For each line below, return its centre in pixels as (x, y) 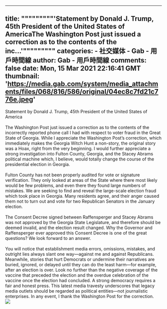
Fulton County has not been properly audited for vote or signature (73, 175)
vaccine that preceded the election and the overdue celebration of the (77, 275)
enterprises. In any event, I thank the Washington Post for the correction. (80, 296)
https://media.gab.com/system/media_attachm (83, 84)
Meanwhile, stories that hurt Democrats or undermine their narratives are (80, 259)
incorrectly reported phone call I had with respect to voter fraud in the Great (83, 133)
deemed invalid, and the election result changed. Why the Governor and (79, 228)
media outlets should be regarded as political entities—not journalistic (77, 291)
